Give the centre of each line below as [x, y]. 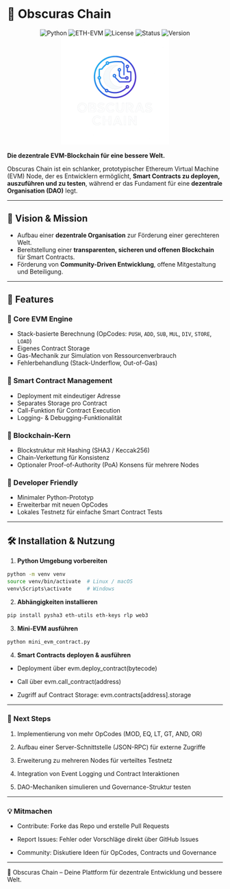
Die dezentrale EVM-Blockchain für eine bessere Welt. [86, 155]
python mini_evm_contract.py [49, 642]
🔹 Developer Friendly [43, 483]
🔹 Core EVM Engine [40, 319]
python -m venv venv [37, 574]
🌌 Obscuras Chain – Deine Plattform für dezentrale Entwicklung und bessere [115, 873]
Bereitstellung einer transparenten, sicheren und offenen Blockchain [115, 249]
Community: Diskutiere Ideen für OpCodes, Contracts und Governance [117, 853]
